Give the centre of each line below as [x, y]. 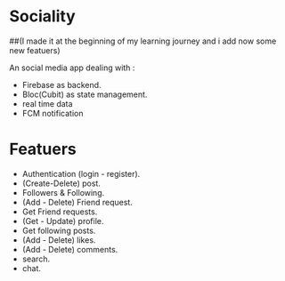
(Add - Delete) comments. [70, 249]
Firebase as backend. [61, 84]
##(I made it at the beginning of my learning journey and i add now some [143, 41]
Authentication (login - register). [81, 173]
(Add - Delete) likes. [59, 240]
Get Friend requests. [60, 212]
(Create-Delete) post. [61, 183]
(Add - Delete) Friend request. [77, 202]
